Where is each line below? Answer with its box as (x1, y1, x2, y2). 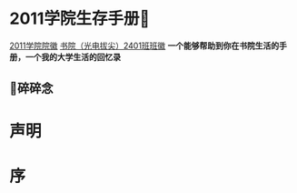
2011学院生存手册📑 (9, 8, 151, 29)
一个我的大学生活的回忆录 (25, 51, 121, 62)
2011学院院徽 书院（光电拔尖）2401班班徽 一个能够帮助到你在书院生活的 (9, 40, 280, 51)
